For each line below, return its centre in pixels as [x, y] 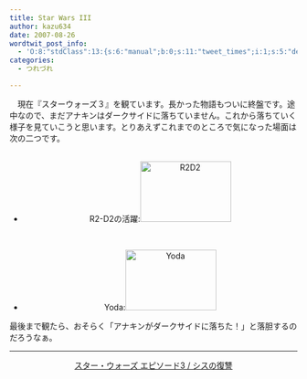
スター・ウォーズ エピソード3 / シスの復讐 [153, 365]
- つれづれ [35, 69]
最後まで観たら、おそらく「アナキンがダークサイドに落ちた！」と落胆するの [153, 326]
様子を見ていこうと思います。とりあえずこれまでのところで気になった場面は [153, 126]
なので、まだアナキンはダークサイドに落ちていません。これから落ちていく [157, 115]
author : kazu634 [40, 26]
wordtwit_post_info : [49, 43]
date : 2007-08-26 [42, 35]
